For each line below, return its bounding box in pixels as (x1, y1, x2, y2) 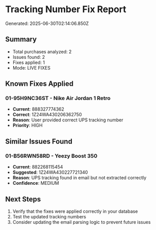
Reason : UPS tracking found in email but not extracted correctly (12, 175, 147, 181)
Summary (5, 35, 37, 44)
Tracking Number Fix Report (5, 4, 127, 15)
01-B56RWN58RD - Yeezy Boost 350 (5, 152, 98, 159)
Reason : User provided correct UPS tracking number (12, 117, 124, 123)
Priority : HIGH (12, 122, 43, 128)
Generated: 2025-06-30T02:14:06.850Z (5, 20, 89, 26)
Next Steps (5, 194, 41, 204)
